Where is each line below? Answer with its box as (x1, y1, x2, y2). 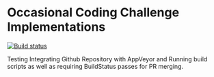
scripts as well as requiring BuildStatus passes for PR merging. (7, 62, 183, 70)
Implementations (7, 19, 106, 35)
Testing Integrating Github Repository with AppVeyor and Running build (7, 55, 208, 63)
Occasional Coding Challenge (7, 5, 180, 20)
